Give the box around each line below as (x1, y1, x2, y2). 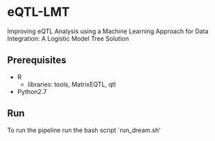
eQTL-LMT (7, 4, 70, 20)
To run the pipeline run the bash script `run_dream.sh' (7, 126, 161, 134)
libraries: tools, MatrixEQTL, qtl (27, 80, 117, 88)
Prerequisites (7, 55, 67, 66)
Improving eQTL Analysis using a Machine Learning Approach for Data (7, 27, 209, 35)
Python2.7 (17, 87, 47, 95)
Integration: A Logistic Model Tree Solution (7, 34, 130, 42)
